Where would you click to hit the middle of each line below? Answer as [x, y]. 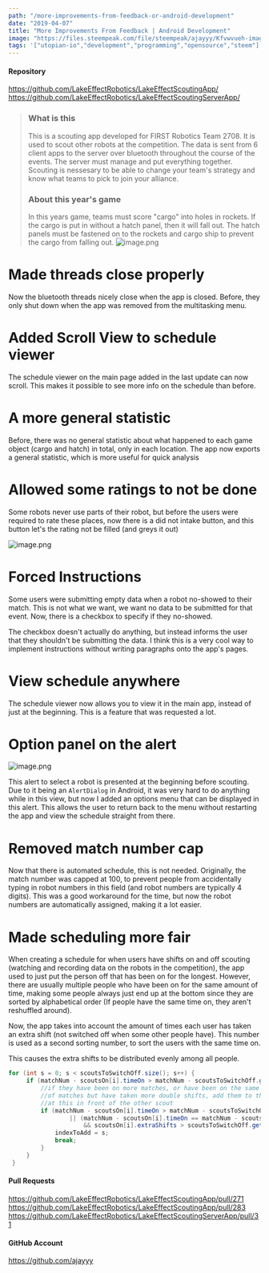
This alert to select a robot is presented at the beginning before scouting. [129, 782]
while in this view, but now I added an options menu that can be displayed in [134, 799]
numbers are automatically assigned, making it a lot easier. [105, 905]
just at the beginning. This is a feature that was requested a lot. [112, 712]
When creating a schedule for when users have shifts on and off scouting [129, 959]
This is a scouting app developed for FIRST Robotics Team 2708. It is [142, 136]
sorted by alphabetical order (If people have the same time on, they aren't [130, 1002]
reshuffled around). [40, 1011]
